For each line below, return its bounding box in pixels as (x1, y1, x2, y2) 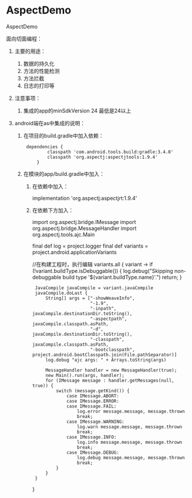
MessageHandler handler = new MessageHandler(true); (45, 367, 177, 373)
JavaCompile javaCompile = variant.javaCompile (35, 285, 154, 291)
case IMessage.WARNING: (66, 419, 124, 425)
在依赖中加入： (32, 183, 69, 190)
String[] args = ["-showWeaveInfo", (45, 295, 135, 301)
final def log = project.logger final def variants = (32, 242, 149, 249)
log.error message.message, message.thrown (77, 408, 185, 415)
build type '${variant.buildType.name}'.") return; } (62, 273, 182, 280)
